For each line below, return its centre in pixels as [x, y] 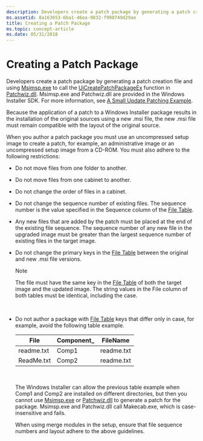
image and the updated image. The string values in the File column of [101, 289]
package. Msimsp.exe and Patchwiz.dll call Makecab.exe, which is [98, 406]
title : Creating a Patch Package [48, 23]
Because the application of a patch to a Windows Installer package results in [101, 112]
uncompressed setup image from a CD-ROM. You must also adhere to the [98, 150]
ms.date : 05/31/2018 [32, 35]
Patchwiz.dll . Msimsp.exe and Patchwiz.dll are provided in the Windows [95, 94]
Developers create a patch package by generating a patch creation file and [100, 81]
